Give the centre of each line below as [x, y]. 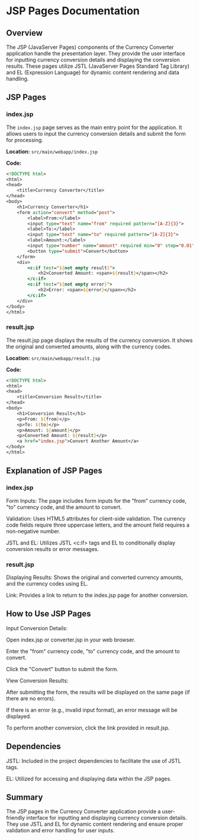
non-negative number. [33, 531]
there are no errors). [31, 698]
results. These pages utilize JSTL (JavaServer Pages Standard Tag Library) [98, 66]
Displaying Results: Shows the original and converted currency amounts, [95, 577]
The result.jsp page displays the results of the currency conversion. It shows [99, 340]
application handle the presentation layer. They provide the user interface [96, 54]
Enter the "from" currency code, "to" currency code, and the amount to [93, 651]
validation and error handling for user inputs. [60, 830]
